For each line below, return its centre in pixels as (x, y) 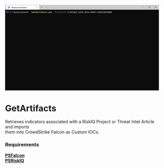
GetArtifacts (31, 108)
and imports (17, 127)
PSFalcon (15, 155)
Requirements (22, 145)
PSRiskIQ (15, 160)
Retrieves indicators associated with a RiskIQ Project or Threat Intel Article (80, 122)
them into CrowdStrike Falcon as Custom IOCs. (52, 132)
